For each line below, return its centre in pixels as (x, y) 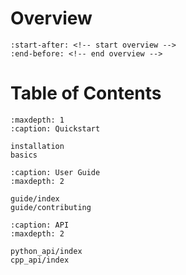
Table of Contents (86, 93)
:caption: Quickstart (55, 128)
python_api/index (46, 251)
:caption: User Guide (55, 172)
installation (37, 146)
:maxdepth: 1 (37, 120)
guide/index (35, 198)
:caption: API (40, 225)
